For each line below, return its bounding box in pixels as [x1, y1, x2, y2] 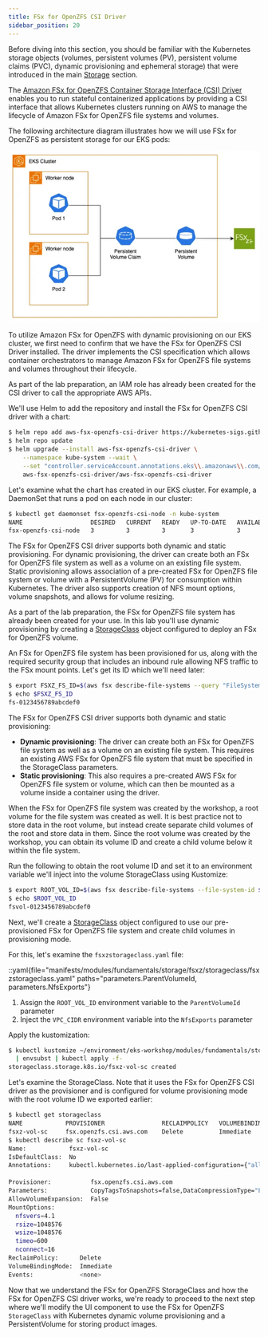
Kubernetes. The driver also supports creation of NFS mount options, [8, 583, 235, 594]
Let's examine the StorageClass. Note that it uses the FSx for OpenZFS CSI [8, 1078, 255, 1087]
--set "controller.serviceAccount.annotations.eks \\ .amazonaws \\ [22, 462, 245, 470]
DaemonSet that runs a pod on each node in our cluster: [8, 493, 193, 503]
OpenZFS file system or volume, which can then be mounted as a [19, 779, 235, 789]
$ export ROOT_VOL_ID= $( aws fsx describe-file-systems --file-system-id [8, 885, 255, 893]
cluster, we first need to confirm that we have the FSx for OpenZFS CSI [8, 339, 242, 349]
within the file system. [8, 846, 81, 855]
